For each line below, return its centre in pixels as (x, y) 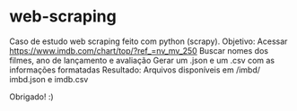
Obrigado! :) (31, 97)
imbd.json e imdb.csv (49, 79)
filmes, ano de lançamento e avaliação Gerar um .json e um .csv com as (142, 60)
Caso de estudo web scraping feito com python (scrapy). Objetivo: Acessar (148, 41)
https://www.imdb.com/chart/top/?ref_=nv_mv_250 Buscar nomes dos (139, 50)
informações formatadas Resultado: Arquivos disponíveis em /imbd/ (135, 70)
